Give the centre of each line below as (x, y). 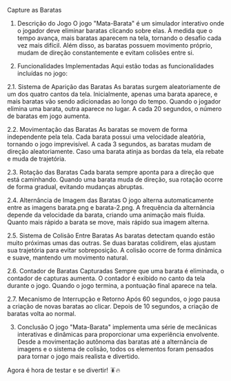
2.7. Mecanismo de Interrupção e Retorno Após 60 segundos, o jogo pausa (114, 299)
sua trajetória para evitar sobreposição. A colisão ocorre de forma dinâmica (114, 250)
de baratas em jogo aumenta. (49, 116)
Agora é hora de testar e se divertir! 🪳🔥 (64, 370)
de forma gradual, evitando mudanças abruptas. (76, 187)
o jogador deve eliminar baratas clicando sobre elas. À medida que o (115, 31)
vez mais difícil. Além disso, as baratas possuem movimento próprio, (114, 45)
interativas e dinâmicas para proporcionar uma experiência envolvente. (118, 334)
